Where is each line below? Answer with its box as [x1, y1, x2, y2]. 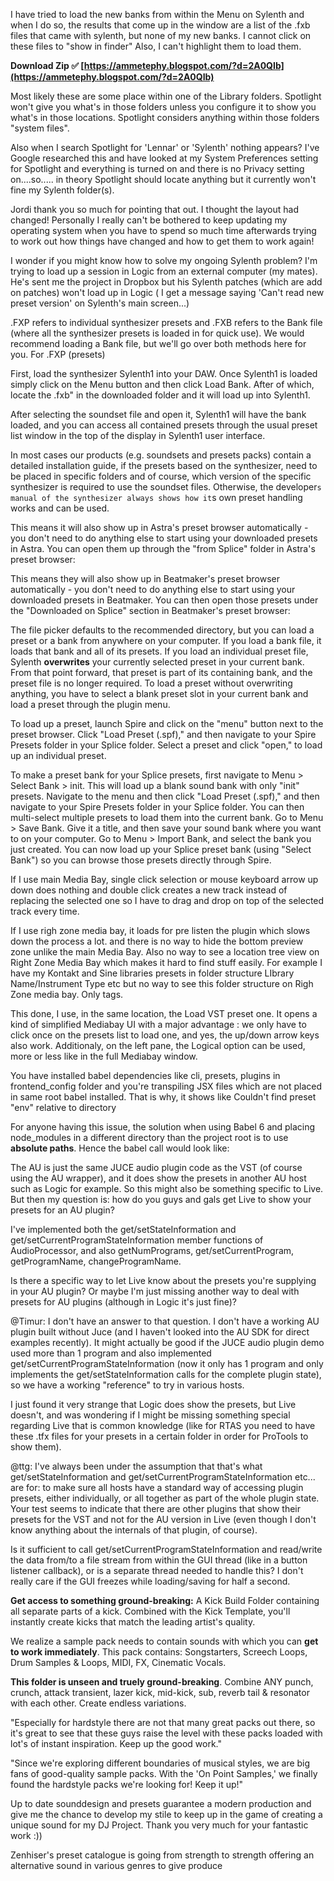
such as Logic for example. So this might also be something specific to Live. [10, 1183, 324, 1194]
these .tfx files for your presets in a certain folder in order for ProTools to [10, 1430, 309, 1442]
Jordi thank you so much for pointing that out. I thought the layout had [10, 204, 299, 215]
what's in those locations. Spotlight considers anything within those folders [10, 112, 320, 123]
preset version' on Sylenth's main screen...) [10, 297, 190, 309]
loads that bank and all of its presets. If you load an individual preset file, [10, 645, 309, 657]
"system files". [10, 122, 70, 134]
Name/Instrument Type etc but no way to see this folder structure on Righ [10, 978, 314, 989]
